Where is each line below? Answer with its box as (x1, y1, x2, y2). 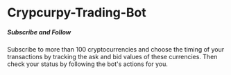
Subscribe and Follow (7, 28, 71, 36)
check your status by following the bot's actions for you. (7, 60, 168, 68)
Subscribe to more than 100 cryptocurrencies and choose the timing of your (7, 45, 224, 54)
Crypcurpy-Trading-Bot (7, 5, 147, 21)
